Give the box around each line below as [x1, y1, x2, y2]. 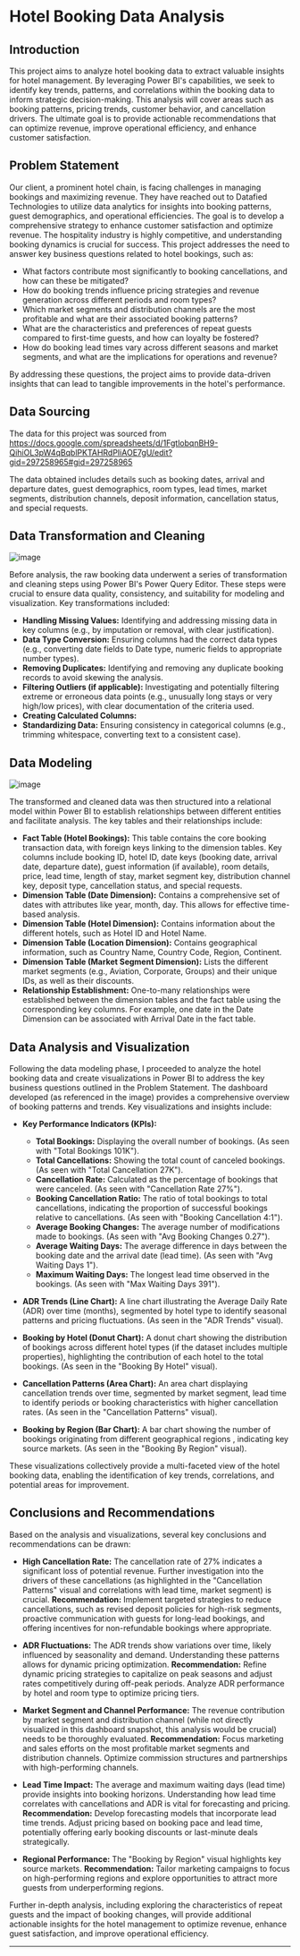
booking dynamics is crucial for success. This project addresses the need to [9, 239, 290, 250]
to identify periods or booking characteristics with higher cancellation [21, 1397, 279, 1408]
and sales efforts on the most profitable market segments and [21, 1743, 250, 1754]
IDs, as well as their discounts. [21, 976, 135, 987]
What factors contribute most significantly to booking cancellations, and [21, 266, 287, 277]
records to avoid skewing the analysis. [21, 672, 163, 683]
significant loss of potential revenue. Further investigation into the [21, 1565, 264, 1576]
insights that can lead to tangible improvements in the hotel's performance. [9, 378, 286, 389]
